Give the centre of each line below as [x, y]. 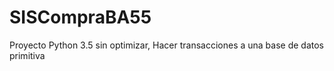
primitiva [27, 55]
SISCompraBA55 [80, 17]
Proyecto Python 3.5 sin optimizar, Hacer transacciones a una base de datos [167, 45]
